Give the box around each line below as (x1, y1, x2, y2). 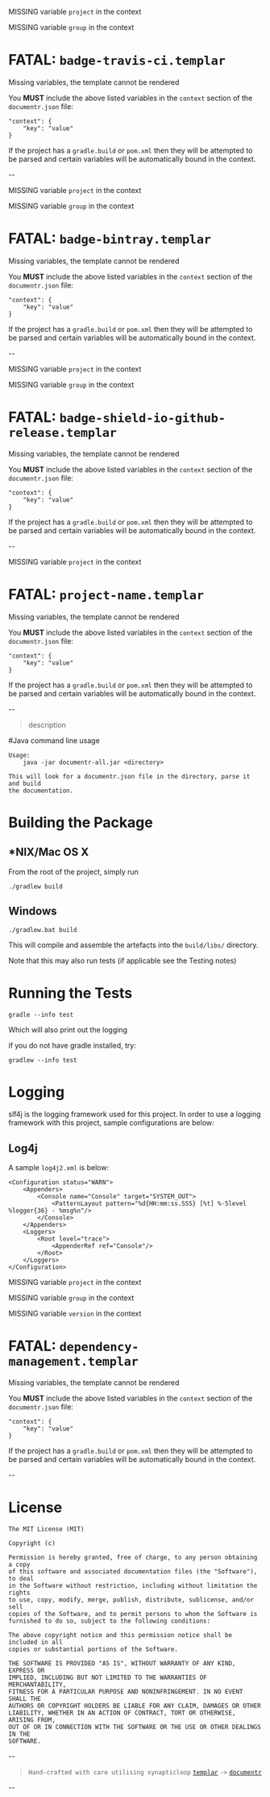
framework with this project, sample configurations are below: (8, 1118, 215, 1127)
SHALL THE (8, 1695, 42, 1703)
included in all (8, 1639, 63, 1647)
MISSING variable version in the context (8, 1308, 142, 1319)
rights (8, 1589, 31, 1598)
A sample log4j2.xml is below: (8, 1163, 110, 1173)
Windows (8, 905, 57, 918)
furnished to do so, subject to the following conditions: (8, 1617, 211, 1626)
